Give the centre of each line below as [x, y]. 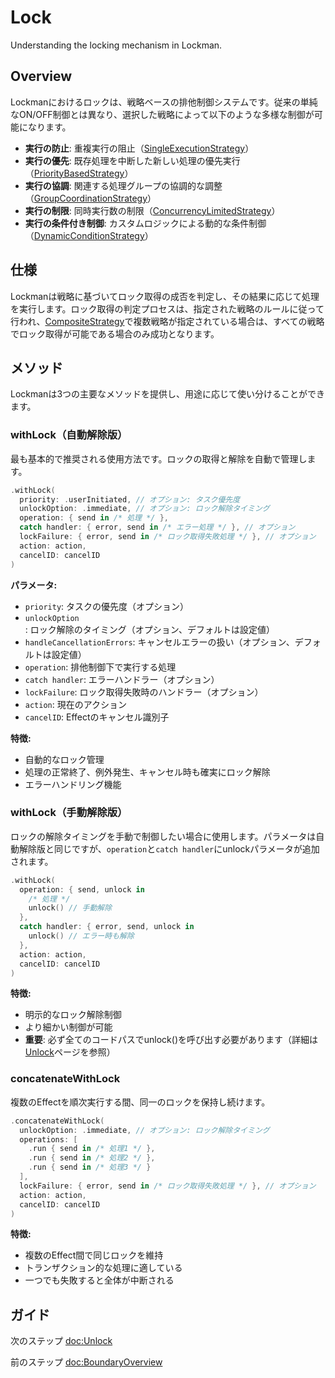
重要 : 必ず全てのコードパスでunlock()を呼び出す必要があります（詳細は [171, 1040]
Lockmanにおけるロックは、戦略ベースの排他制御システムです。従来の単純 [164, 102]
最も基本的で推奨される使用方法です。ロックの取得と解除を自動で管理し [159, 458]
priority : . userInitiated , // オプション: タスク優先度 [130, 499]
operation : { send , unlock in [82, 889]
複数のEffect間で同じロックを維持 [94, 1255]
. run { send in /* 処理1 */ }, [92, 1149]
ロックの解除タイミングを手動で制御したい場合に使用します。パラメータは [163, 836]
